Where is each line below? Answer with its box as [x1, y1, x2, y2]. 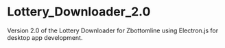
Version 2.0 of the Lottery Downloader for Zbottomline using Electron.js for [7, 26, 218, 34]
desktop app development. [7, 33, 83, 41]
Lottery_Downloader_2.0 [7, 4, 151, 20]
